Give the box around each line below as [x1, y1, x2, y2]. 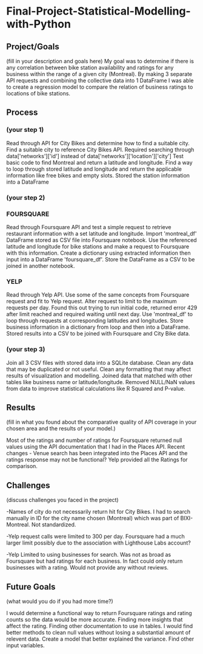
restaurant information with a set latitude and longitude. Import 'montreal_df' [6, 230, 197, 237]
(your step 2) [6, 193, 45, 202]
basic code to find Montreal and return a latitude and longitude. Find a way [6, 159, 193, 166]
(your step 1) [6, 126, 44, 134]
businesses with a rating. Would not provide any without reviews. [6, 564, 168, 571]
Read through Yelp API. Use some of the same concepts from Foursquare [6, 291, 190, 298]
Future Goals [6, 582, 56, 592]
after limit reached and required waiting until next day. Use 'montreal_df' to [6, 311, 193, 318]
